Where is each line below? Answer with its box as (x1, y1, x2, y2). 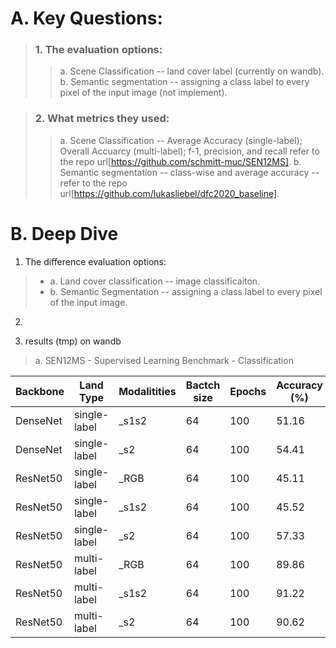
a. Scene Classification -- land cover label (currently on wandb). (59, 65, 325, 77)
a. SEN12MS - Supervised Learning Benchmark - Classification (34, 354, 294, 366)
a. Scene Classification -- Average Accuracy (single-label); (59, 134, 303, 146)
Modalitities (118, 384, 177, 398)
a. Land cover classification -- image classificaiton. (49, 275, 261, 287)
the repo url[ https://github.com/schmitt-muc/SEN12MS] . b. (59, 155, 302, 167)
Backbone (15, 384, 65, 398)
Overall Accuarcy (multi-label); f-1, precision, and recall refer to (59, 145, 320, 157)
